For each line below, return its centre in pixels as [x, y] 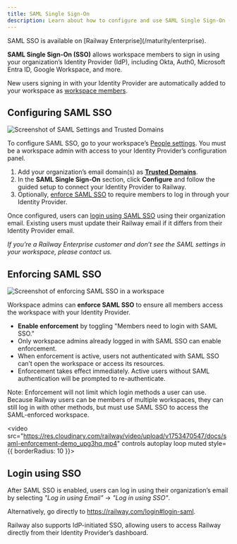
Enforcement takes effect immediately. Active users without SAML [114, 371]
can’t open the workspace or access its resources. [91, 364]
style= [217, 444]
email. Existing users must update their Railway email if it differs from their [115, 223]
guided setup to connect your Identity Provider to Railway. [102, 187]
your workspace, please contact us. [60, 252]
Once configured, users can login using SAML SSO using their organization [116, 215]
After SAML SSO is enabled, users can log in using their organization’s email [118, 490]
